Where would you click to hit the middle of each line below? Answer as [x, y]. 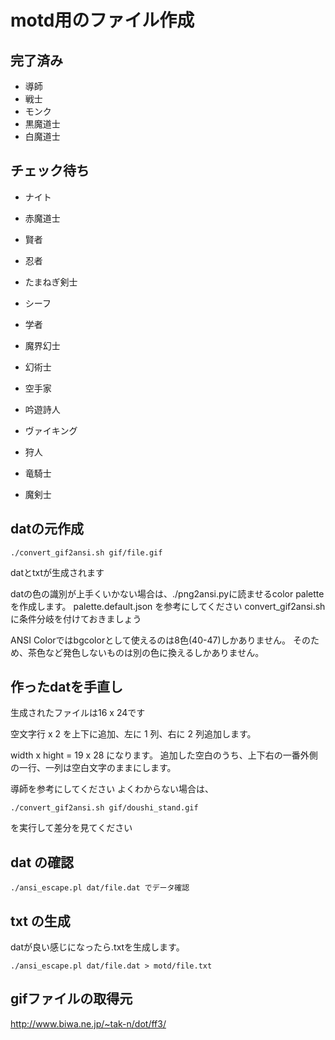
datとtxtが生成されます [57, 572]
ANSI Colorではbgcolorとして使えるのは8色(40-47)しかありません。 [151, 640]
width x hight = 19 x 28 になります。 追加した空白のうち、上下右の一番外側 [164, 755]
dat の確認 [42, 862]
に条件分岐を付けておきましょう [76, 618]
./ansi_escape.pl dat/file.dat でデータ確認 [100, 888]
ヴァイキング [51, 430]
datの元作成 [47, 529]
